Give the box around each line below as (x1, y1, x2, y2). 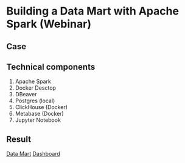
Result (6, 134, 32, 144)
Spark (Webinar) (6, 17, 92, 31)
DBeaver (15, 91, 38, 98)
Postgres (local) (15, 97, 55, 104)
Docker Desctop (15, 84, 57, 91)
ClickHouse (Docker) (15, 104, 68, 111)
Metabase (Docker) (15, 110, 64, 118)
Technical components (6, 62, 96, 72)
